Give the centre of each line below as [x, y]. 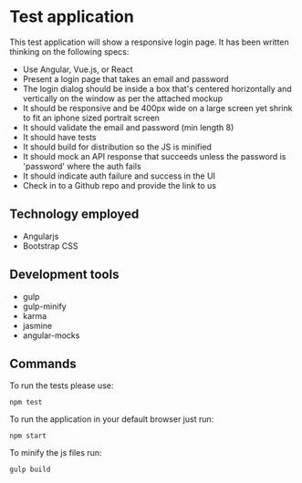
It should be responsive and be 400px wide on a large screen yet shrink [157, 108]
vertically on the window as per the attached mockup [123, 98]
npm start [28, 436]
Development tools [64, 275]
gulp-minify [44, 306]
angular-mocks [51, 335]
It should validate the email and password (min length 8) [128, 127]
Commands [43, 363]
